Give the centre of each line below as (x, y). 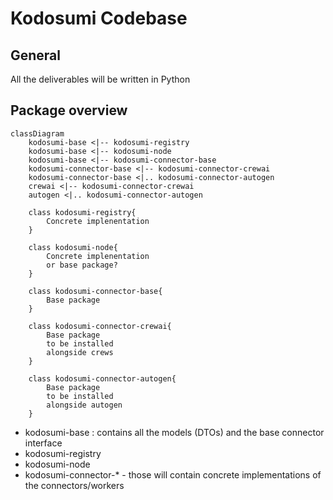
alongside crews (80, 352)
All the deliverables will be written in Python (100, 79)
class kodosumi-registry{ (82, 212)
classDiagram (37, 133)
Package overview (69, 110)
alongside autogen (84, 405)
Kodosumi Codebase (99, 18)
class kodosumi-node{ (73, 247)
